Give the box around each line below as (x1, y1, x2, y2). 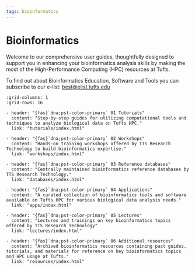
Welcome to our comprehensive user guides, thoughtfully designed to (6, 53, 174, 60)
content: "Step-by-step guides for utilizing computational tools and (11, 115, 187, 121)
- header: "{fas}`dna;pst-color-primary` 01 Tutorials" (6, 110, 145, 116)
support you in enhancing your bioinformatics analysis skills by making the (6, 59, 186, 66)
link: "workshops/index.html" (11, 151, 85, 157)
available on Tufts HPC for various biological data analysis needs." (6, 197, 182, 203)
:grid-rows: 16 (6, 100, 43, 105)
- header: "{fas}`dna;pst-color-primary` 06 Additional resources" (6, 238, 174, 244)
